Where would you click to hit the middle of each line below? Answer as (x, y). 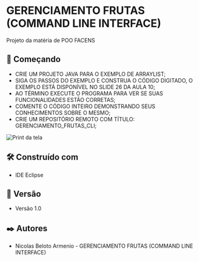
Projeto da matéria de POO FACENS (51, 40)
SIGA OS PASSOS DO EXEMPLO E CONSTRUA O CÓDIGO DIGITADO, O (104, 80)
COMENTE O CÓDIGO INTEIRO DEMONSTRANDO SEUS (85, 106)
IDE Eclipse (29, 175)
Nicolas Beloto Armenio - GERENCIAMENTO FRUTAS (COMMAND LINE (104, 246)
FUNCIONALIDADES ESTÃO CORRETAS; (65, 100)
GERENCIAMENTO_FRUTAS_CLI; (56, 126)
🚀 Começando (33, 59)
